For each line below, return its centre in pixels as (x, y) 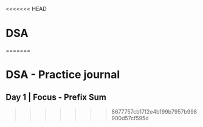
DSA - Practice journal (63, 75)
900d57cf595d (130, 118)
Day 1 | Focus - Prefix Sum (56, 97)
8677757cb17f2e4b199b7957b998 (154, 111)
